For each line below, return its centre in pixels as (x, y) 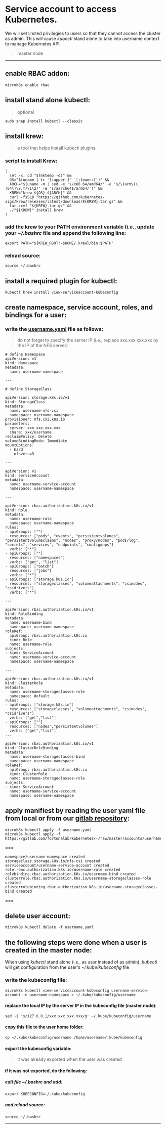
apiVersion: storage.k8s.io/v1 (37, 397)
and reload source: (25, 1105)
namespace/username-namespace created (45, 857)
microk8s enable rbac (27, 85)
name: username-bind (31, 622)
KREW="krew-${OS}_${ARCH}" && (41, 193)
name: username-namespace (36, 372)
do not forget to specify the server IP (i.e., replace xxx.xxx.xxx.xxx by (88, 340)
